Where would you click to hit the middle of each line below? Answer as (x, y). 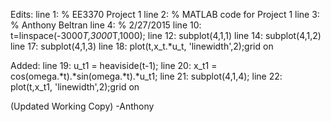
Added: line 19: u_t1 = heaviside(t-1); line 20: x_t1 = (114, 65)
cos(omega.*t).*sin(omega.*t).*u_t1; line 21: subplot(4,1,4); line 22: (146, 76)
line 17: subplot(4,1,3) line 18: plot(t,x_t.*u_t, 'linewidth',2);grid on (142, 46)
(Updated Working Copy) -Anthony (82, 106)
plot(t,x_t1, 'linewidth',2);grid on (75, 87)
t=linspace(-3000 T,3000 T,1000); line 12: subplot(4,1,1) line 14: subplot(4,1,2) (166, 35)
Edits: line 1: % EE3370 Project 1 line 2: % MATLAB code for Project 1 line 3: (165, 14)
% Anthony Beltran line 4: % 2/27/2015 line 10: (106, 25)
